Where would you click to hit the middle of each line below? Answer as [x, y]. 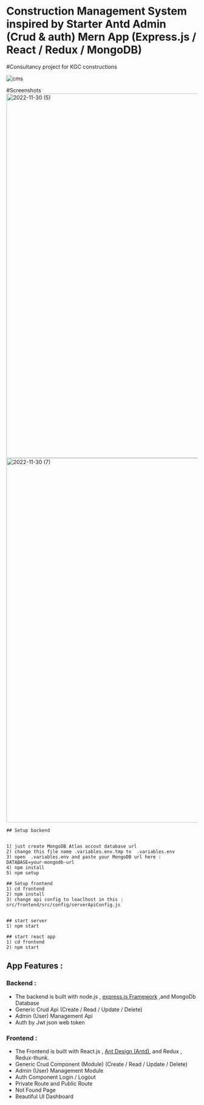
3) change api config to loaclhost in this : [65, 899]
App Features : [35, 966]
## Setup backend [28, 830]
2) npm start [23, 947]
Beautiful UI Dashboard [44, 1096]
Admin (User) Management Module [59, 1070]
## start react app [31, 937]
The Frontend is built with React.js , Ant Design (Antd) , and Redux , [98, 1051]
